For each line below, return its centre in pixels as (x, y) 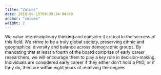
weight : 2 (15, 23)
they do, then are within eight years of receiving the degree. (65, 68)
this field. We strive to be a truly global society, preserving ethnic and (75, 42)
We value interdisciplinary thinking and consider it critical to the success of (80, 37)
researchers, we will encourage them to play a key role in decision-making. (80, 57)
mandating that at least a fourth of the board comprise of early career (75, 52)
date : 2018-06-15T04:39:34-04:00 (39, 14)
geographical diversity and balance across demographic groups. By (73, 47)
